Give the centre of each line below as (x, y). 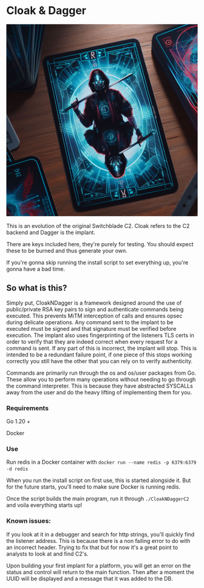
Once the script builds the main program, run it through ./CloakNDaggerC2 (98, 499)
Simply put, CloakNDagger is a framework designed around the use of (94, 303)
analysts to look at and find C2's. (47, 554)
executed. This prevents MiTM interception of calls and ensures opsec (94, 316)
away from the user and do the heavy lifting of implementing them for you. (99, 392)
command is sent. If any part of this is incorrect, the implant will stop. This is (102, 348)
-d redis (17, 469)
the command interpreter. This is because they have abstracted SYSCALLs (100, 386)
